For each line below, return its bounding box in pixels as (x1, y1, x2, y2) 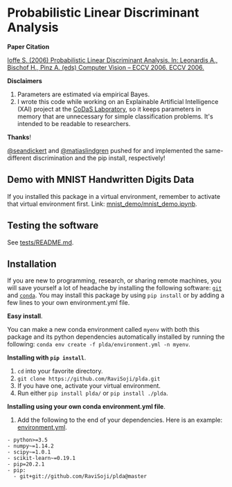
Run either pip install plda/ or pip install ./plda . (17, 389, 168, 398)
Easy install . (7, 312, 43, 320)
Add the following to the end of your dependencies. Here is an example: (17, 416, 223, 424)
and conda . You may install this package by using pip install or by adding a (7, 291, 225, 299)
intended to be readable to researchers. (17, 119, 131, 127)
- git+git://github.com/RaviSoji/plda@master (13, 473, 148, 480)
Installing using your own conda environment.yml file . (7, 402, 166, 411)
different (7, 154, 32, 162)
